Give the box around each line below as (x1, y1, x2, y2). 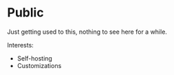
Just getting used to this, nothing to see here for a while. (7, 28, 167, 36)
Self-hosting (17, 54, 53, 63)
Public (7, 5, 44, 21)
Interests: (7, 41, 34, 49)
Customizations (17, 61, 62, 69)
